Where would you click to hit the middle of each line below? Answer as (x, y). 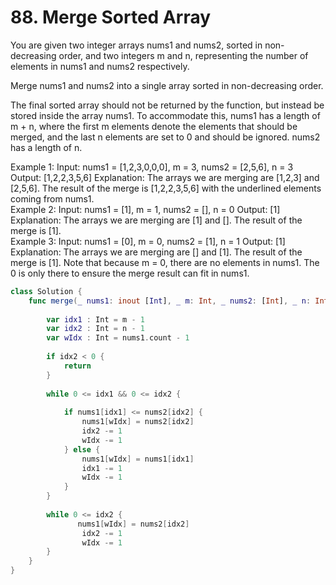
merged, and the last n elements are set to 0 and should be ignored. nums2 (165, 137)
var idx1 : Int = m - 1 (95, 319)
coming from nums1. (52, 198)
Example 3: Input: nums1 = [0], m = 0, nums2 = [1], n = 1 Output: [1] (148, 241)
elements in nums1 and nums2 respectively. (100, 66)
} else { (82, 449)
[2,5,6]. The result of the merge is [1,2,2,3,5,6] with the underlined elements (166, 188)
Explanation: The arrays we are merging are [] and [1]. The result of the (156, 252)
